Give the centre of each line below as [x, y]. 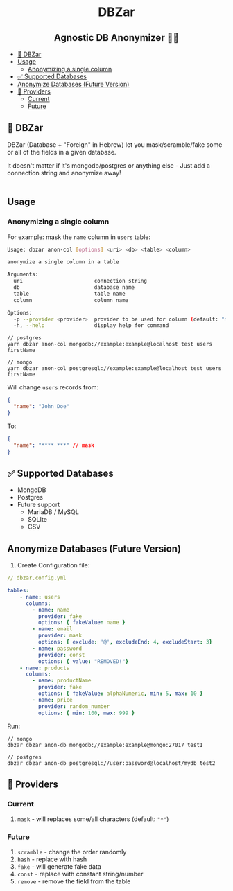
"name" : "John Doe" [42, 407]
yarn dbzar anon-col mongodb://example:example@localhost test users [110, 344]
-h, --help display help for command [91, 326]
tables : [18, 590]
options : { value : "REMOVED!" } [83, 661]
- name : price [52, 700]
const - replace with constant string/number [80, 874]
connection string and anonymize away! [64, 173]
